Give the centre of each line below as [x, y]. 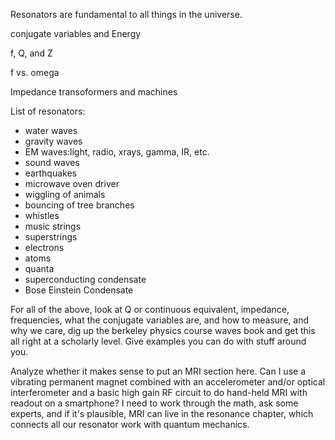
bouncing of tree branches [79, 205]
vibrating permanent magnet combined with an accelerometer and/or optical [168, 382]
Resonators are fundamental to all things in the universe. [126, 14]
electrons [44, 247]
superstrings [51, 237]
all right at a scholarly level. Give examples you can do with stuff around [158, 341]
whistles [42, 215]
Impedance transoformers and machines [94, 92]
